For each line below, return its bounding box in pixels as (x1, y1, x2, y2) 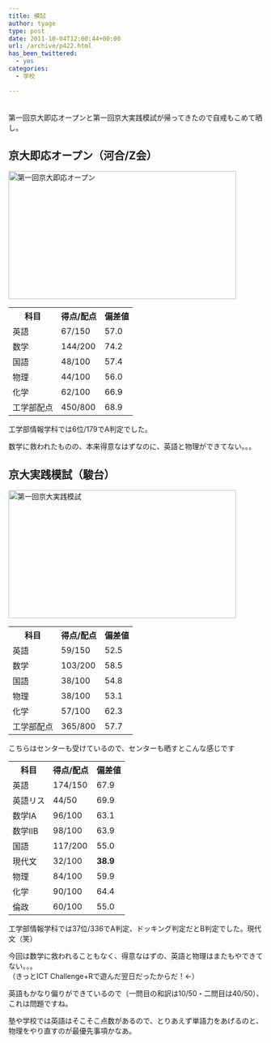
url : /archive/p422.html (8, 42, 92, 50)
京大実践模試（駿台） (8, 468, 115, 481)
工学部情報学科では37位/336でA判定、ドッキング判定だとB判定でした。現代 (8, 924, 261, 934)
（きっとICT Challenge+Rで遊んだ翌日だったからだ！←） (8, 972, 200, 981)
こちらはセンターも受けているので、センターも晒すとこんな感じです (8, 743, 235, 754)
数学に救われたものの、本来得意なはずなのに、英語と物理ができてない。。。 (8, 442, 256, 451)
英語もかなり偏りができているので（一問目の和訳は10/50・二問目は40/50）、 (8, 989, 264, 998)
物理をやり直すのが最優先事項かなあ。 (8, 1026, 136, 1036)
